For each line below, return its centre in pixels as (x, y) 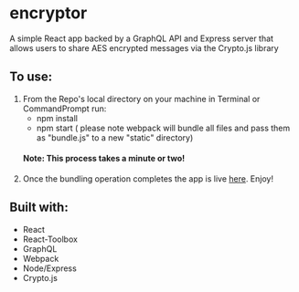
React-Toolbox (50, 239)
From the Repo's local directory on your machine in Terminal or (141, 99)
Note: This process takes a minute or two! (104, 159)
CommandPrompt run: (64, 109)
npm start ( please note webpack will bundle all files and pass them (163, 128)
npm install (57, 118)
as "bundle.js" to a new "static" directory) (115, 137)
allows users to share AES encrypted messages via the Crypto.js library (144, 47)
